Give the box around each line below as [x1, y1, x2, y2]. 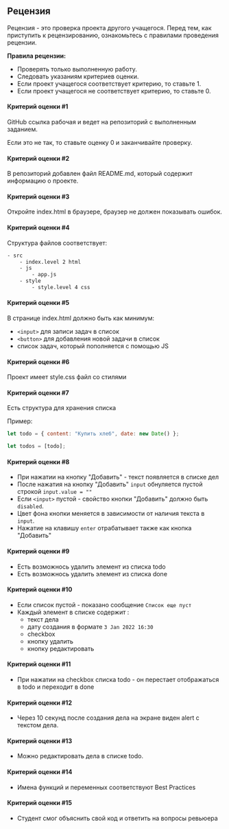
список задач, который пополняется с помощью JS [16, 342, 169, 350]
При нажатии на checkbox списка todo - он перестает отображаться [16, 676, 219, 684]
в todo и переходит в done [16, 683, 95, 691]
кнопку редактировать [27, 644, 95, 652]
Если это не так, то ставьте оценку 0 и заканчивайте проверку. [7, 139, 193, 147]
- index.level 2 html [19, 258, 81, 265]
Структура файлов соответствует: [7, 238, 108, 247]
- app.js [32, 271, 57, 278]
